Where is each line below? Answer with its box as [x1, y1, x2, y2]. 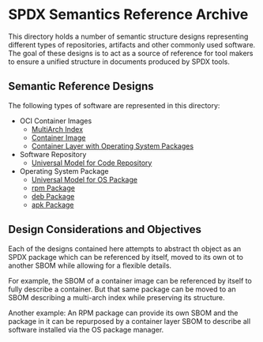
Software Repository [19, 149, 87, 159]
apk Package [31, 200, 74, 209]
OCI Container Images [19, 116, 92, 126]
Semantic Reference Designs [8, 80, 154, 93]
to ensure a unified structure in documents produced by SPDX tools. [8, 57, 231, 66]
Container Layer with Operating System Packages [31, 141, 194, 151]
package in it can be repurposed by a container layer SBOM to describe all [8, 316, 251, 325]
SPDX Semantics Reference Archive [8, 6, 249, 24]
